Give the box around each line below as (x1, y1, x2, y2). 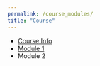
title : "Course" (7, 17, 55, 24)
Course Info (17, 36, 52, 45)
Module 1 (17, 44, 45, 53)
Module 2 (17, 51, 46, 60)
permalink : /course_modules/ (7, 10, 94, 18)
